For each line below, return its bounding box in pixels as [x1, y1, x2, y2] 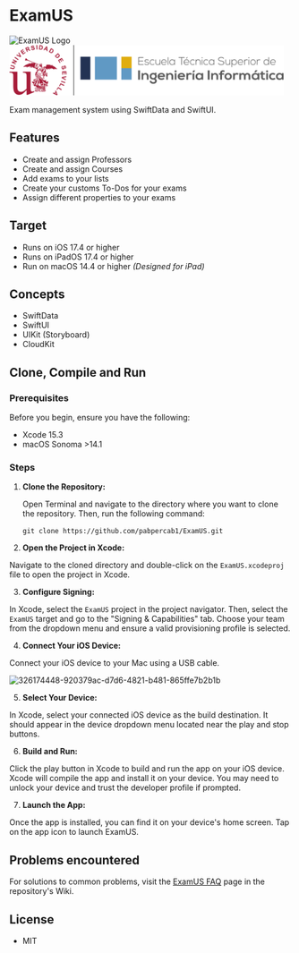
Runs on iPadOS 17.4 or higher [21, 251, 134, 262]
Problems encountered [9, 852, 141, 868]
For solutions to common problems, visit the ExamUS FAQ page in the [9, 876, 266, 887]
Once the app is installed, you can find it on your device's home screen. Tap [9, 817, 290, 828]
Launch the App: [21, 800, 86, 811]
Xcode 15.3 [21, 430, 64, 440]
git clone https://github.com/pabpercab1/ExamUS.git [21, 527, 224, 536]
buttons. [9, 728, 40, 739]
